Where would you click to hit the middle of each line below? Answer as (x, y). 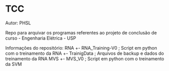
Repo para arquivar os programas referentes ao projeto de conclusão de (81, 32)
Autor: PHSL (18, 23)
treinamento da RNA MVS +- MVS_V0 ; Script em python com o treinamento (85, 58)
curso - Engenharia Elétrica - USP (41, 38)
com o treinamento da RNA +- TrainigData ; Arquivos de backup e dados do (85, 53)
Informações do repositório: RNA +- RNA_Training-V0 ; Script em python (81, 48)
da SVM (13, 64)
